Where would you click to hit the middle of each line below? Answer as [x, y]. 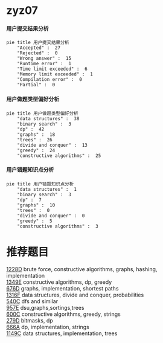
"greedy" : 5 [35, 221]
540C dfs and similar [32, 301]
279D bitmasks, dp [30, 320]
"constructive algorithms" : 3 [58, 226]
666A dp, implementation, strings [48, 327]
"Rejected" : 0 [38, 53]
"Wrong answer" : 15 [44, 59]
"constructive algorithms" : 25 [59, 155]
